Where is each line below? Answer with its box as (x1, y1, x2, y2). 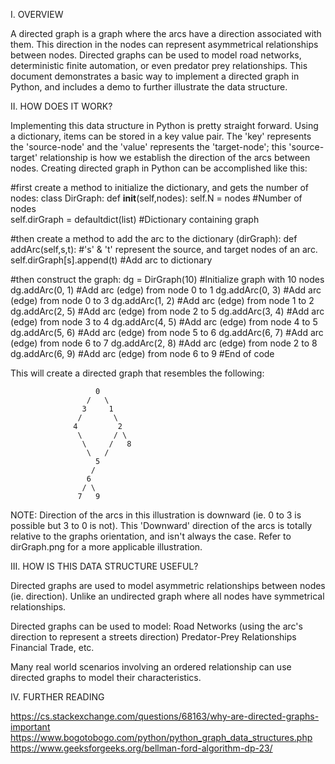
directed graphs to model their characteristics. (10, 672, 202, 683)
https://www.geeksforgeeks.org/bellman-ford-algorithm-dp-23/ (10, 742, 273, 754)
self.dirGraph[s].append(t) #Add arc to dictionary (10, 254, 213, 266)
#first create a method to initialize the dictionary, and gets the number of (10, 182, 309, 193)
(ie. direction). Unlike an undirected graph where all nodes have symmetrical (10, 590, 325, 602)
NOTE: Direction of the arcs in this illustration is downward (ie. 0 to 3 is (10, 509, 302, 521)
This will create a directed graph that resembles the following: (10, 367, 265, 379)
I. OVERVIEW (10, 9, 64, 20)
